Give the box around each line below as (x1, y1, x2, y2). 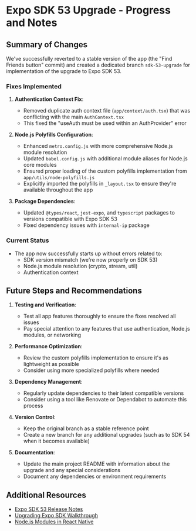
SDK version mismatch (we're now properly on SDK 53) (23, 256, 158, 263)
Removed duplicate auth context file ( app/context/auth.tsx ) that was (23, 107, 191, 114)
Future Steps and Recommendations (6, 285, 142, 295)
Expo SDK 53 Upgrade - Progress (6, 4, 171, 17)
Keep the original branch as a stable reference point (23, 425, 149, 432)
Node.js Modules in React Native (14, 518, 94, 525)
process (23, 402, 43, 410)
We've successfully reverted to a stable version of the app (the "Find (6, 55, 173, 62)
